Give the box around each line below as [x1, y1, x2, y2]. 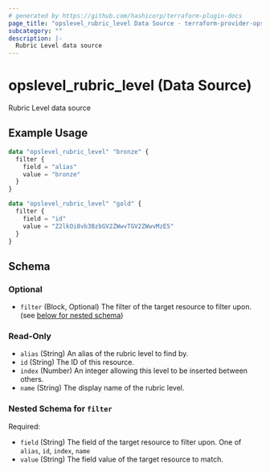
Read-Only [8, 330, 52, 342]
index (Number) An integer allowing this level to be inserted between [19, 366, 247, 375]
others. [19, 375, 44, 384]
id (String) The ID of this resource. [19, 358, 135, 367]
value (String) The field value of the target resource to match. [19, 454, 223, 464]
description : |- [8, 34, 63, 43]
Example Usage [8, 126, 88, 140]
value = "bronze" [22, 170, 81, 178]
